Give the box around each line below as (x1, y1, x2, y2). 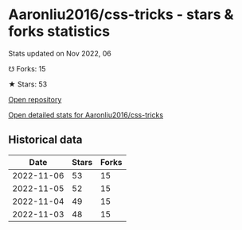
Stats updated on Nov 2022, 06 (8, 48, 111, 58)
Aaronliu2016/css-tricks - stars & (8, 6, 234, 24)
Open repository (8, 94, 62, 104)
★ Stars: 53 (8, 79, 48, 89)
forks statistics (8, 22, 110, 40)
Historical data (8, 133, 83, 147)
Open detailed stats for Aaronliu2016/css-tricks (8, 109, 164, 120)
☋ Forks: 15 (8, 63, 46, 73)
